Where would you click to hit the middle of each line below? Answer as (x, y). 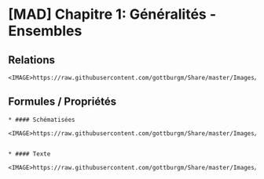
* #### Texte (29, 154)
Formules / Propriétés (62, 102)
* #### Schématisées (42, 120)
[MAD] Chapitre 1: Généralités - (112, 14)
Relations (32, 60)
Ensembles (45, 31)
